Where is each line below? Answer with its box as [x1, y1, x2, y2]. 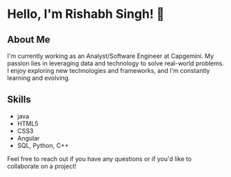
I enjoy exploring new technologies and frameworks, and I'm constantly [7, 67, 210, 74]
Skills [7, 94, 31, 105]
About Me [7, 34, 50, 45]
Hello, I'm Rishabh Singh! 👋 [7, 6, 165, 22]
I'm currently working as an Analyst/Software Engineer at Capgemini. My [7, 52, 214, 60]
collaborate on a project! [7, 162, 77, 170]
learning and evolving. [7, 74, 70, 82]
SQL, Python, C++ [17, 141, 69, 149]
